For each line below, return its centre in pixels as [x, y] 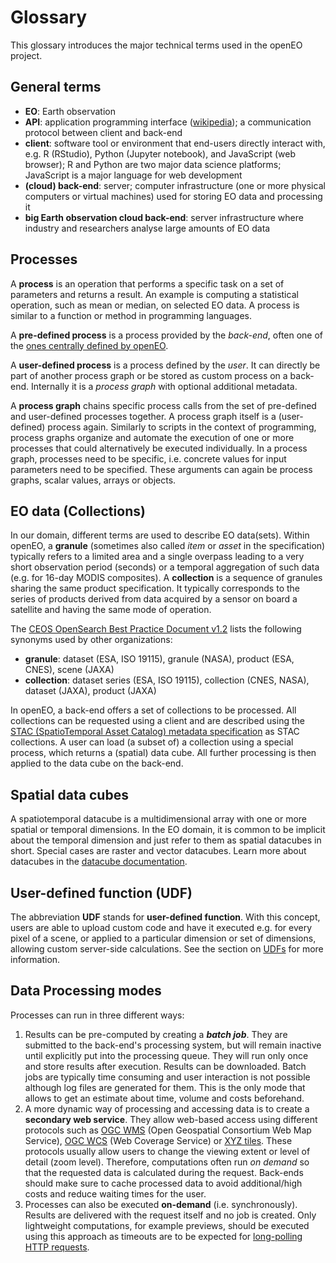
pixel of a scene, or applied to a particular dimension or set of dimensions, [163, 938]
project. [26, 55]
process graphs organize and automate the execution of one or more [152, 437]
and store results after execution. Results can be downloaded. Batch [165, 1066]
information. [35, 959]
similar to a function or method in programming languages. [131, 315]
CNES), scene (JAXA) [69, 670]
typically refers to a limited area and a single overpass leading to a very [157, 557]
